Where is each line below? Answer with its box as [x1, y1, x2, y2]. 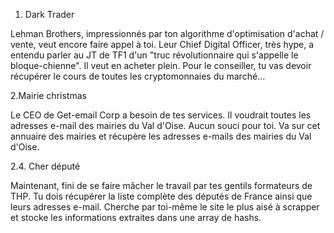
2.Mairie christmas [10, 90, 87, 101]
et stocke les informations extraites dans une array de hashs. [10, 212, 262, 223]
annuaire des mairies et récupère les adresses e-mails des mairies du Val [10, 130, 312, 142]
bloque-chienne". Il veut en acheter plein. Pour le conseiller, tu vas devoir [10, 60, 312, 71]
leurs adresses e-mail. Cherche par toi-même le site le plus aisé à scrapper [10, 201, 320, 213]
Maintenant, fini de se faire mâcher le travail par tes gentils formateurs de [10, 180, 313, 191]
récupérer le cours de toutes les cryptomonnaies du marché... [10, 70, 266, 82]
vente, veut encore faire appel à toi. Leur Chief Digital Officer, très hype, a [10, 39, 315, 50]
